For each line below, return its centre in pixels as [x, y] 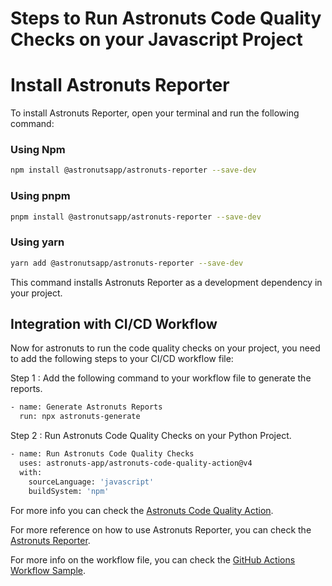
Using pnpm [40, 196]
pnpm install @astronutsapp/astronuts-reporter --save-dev [136, 217]
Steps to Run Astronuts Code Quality [166, 18]
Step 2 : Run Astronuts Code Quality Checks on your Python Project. [151, 436]
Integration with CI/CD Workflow [114, 324]
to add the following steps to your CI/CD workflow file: [122, 359]
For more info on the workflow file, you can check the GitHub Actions [153, 559]
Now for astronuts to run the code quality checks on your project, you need [165, 348]
